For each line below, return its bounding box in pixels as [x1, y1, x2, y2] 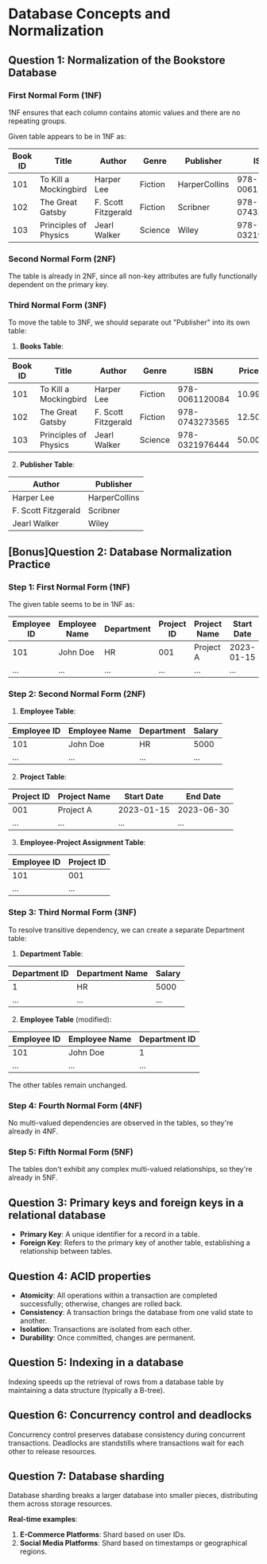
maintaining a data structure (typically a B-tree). [8, 1385, 165, 1395]
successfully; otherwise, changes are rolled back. [19, 1298, 183, 1309]
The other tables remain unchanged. [8, 1080, 128, 1090]
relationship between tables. [19, 1247, 113, 1256]
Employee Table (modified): [19, 1014, 112, 1024]
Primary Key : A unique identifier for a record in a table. [19, 1230, 200, 1239]
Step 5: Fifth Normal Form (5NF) [8, 1146, 133, 1157]
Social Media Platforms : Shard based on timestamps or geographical [19, 1539, 248, 1548]
